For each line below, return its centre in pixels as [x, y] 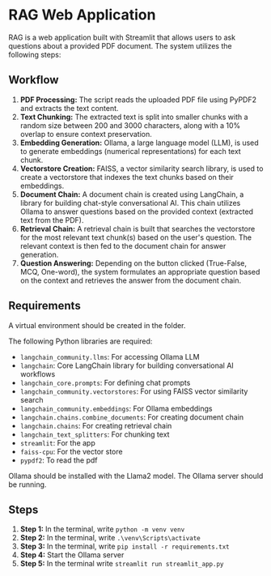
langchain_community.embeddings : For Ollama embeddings [116, 408]
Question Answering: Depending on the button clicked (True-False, [133, 263]
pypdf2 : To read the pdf [59, 460]
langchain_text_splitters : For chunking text [95, 434]
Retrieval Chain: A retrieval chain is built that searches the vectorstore [138, 228]
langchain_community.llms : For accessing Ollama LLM [110, 356]
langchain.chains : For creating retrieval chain [96, 425]
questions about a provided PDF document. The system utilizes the [120, 45]
